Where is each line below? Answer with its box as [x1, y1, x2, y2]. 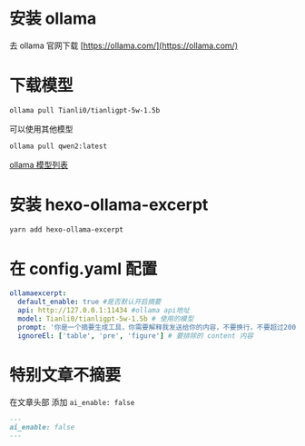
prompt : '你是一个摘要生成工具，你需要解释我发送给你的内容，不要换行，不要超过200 [17, 322, 297, 332]
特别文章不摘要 [9, 364, 122, 385]
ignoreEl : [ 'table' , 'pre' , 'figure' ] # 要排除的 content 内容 [17, 331, 254, 341]
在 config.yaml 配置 [9, 258, 158, 279]
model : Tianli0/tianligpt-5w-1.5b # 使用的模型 [17, 314, 194, 323]
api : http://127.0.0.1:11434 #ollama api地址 [17, 306, 191, 315]
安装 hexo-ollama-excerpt [9, 194, 209, 214]
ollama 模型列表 [9, 159, 69, 170]
